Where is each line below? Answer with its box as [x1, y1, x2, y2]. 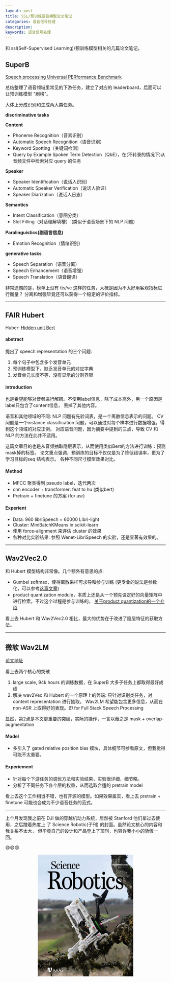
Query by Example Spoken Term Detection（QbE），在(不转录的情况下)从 [12, 151, 165, 157]
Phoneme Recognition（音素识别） [12, 132, 86, 138]
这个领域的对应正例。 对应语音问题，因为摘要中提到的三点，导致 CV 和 [9, 426, 158, 432]
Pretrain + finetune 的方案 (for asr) [12, 493, 85, 499]
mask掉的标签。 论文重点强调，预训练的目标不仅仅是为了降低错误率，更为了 [5, 450, 165, 456]
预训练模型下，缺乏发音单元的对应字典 [12, 366, 93, 372]
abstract [5, 336, 24, 342]
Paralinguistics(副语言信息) [5, 229, 64, 235]
